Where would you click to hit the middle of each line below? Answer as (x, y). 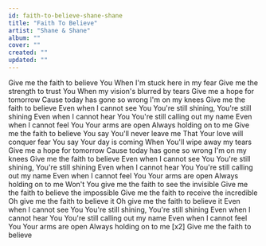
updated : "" (28, 61)
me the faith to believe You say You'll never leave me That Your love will (126, 133)
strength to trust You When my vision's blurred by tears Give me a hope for (131, 91)
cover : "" (25, 45)
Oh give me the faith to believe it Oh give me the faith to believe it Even (124, 201)
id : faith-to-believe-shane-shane (66, 16)
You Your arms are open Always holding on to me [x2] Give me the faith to (130, 226)
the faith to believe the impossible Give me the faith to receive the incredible (133, 193)
